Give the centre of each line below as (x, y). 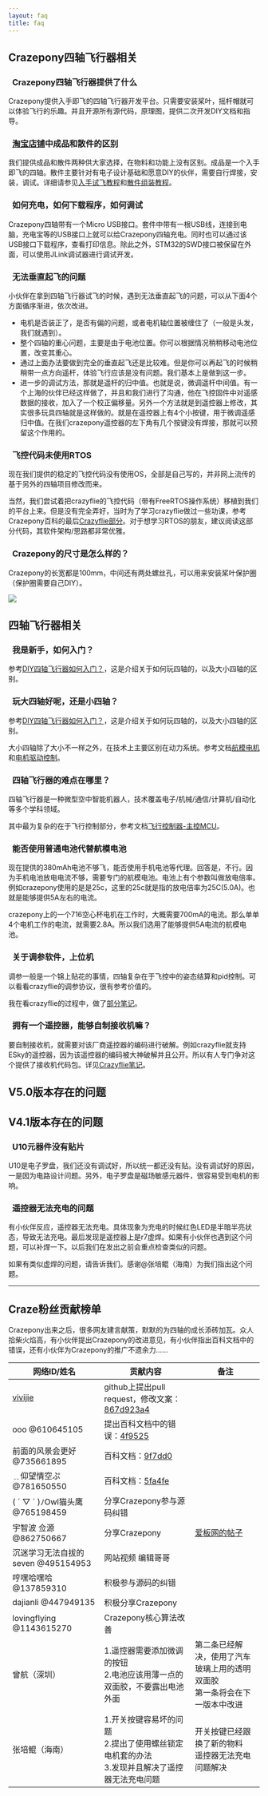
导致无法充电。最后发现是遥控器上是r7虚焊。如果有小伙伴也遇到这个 (134, 1237)
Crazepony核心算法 (141, 1618)
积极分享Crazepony (141, 1603)
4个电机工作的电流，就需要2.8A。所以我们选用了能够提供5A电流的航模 (124, 924)
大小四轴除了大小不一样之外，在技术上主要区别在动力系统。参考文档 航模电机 (134, 747)
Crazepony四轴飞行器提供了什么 (75, 82)
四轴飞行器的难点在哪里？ (61, 780)
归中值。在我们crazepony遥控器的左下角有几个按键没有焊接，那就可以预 (138, 423)
